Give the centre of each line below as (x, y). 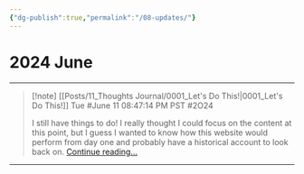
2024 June (51, 62)
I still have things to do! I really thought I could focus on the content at (161, 123)
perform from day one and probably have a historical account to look (160, 142)
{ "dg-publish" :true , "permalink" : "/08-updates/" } (103, 18)
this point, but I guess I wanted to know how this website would (150, 133)
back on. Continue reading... (85, 151)
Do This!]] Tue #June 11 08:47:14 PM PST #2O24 (123, 105)
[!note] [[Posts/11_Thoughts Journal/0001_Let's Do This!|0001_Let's (157, 96)
